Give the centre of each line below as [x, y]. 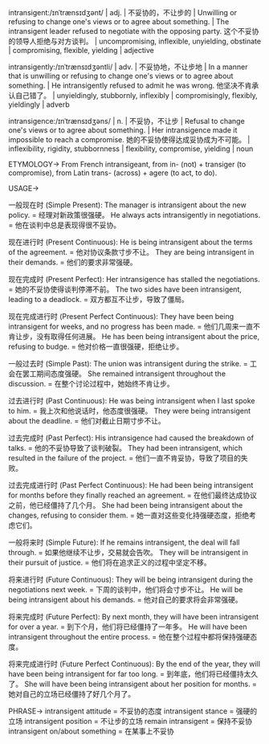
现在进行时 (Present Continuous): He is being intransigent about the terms [130, 242]
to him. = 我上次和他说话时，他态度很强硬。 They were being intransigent [130, 411]
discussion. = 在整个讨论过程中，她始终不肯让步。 [91, 384]
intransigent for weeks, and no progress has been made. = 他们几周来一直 [131, 326]
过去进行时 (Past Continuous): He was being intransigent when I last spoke [132, 401]
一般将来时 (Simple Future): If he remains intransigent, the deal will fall [124, 542]
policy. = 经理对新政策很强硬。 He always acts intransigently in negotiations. [134, 215]
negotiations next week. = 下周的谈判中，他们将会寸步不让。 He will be [126, 589]
